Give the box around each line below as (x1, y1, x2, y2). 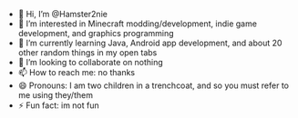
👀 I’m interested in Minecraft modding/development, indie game (17, 18, 258, 29)
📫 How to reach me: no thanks (17, 67, 136, 77)
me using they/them (17, 90, 94, 100)
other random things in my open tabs (17, 47, 158, 58)
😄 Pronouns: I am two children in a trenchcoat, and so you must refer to (17, 80, 290, 91)
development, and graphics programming (17, 28, 175, 38)
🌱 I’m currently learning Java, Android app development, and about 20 (17, 37, 283, 48)
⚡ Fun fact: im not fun (17, 100, 99, 111)
